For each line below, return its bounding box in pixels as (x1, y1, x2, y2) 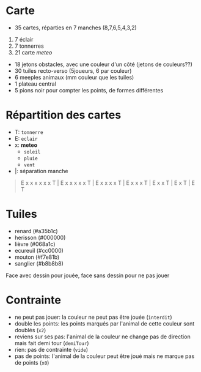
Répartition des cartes (5, 108, 122, 122)
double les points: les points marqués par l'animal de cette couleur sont (14, 319, 195, 327)
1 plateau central (14, 80, 56, 87)
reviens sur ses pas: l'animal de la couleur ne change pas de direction (14, 333, 191, 340)
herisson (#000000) (14, 234, 66, 241)
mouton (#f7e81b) (14, 253, 60, 261)
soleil (23, 149, 41, 155)
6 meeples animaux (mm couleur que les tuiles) (14, 73, 134, 81)
